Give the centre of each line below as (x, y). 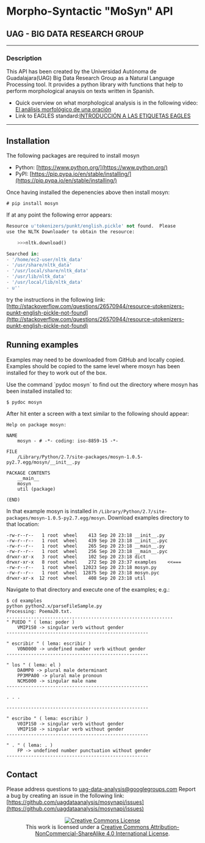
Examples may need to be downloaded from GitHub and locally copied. (96, 360)
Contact (22, 775)
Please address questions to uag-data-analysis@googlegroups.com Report (101, 789)
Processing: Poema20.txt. (39, 611)
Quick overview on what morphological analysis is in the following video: (106, 103)
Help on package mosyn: (37, 425)
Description (24, 58)
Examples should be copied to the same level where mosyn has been (93, 366)
